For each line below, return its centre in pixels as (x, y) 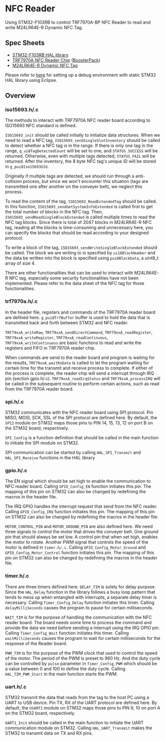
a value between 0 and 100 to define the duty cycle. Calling (65, 669)
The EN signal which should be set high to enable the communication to (78, 481)
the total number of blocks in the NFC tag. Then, (54, 212)
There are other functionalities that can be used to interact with (69, 273)
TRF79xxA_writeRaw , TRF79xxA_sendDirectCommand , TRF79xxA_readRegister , (79, 332)
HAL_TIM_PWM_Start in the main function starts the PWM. (62, 674)
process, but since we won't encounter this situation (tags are (86, 181)
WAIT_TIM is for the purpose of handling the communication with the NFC (79, 617)
